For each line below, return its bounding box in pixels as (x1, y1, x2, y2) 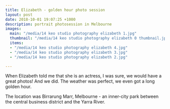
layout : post (5, 12, 33, 17)
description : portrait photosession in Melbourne (5, 21, 112, 27)
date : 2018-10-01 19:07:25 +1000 (5, 17, 76, 22)
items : (10, 41, 24, 46)
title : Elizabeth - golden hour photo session (5, 7, 105, 13)
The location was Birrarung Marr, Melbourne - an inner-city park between (5, 93, 159, 99)
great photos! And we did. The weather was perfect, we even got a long (5, 78, 155, 84)
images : (5, 26, 22, 31)
